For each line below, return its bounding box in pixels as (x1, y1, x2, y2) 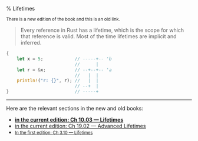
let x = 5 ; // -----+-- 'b (16, 56, 112, 62)
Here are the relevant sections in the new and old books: (6, 105, 143, 112)
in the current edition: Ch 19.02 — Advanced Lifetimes (14, 123, 146, 129)
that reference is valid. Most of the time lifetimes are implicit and (20, 33, 177, 40)
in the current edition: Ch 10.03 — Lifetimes (14, 116, 124, 123)
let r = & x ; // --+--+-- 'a (16, 67, 112, 73)
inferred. (20, 39, 42, 46)
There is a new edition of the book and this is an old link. (6, 16, 120, 22)
